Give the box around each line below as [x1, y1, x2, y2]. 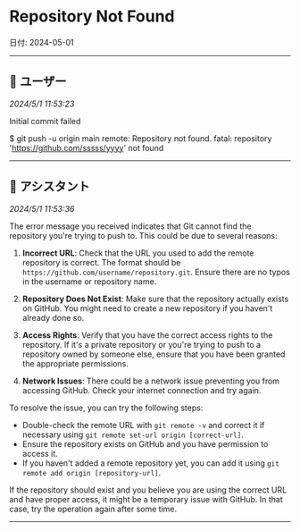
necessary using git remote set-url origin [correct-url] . [21, 429, 244, 440]
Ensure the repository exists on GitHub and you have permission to [21, 438, 269, 449]
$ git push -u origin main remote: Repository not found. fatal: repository [9, 132, 272, 144]
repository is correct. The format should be [21, 257, 181, 267]
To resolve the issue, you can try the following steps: [9, 402, 204, 413]
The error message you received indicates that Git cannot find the [9, 221, 252, 232]
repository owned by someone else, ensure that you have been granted [21, 349, 286, 359]
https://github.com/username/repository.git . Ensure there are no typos [21, 266, 290, 277]
